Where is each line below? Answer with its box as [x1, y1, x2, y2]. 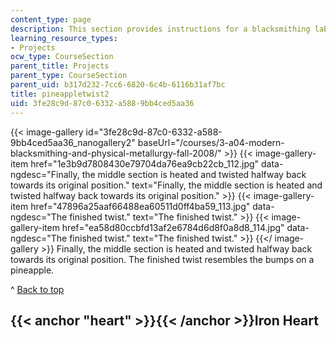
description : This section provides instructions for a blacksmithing [10, 24, 311, 34]
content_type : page [10, 14, 92, 25]
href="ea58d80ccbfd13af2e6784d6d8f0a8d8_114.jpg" [61, 221, 285, 233]
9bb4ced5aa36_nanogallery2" [10, 136, 136, 148]
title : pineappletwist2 [10, 89, 110, 99]
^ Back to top [10, 283, 65, 295]
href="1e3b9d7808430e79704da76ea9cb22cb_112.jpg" [30, 157, 260, 170]
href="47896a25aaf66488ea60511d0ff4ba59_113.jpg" [30, 200, 251, 212]
